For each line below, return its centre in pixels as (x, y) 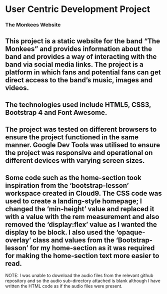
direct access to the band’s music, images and (79, 80)
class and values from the (73, 240)
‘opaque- (131, 232)
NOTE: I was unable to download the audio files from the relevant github (79, 276)
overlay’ (18, 240)
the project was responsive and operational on (79, 153)
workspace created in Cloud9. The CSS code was (84, 193)
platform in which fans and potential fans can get (83, 72)
